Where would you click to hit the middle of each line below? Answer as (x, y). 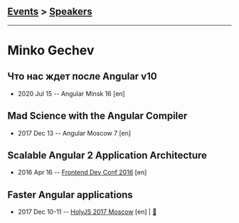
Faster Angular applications (70, 195)
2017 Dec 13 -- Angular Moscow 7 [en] (74, 133)
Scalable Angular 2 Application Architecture (107, 156)
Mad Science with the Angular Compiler (97, 116)
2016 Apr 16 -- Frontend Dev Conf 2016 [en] (82, 173)
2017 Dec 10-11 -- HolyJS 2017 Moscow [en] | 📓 (87, 212)
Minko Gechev (51, 50)
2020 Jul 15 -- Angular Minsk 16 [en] (71, 93)
